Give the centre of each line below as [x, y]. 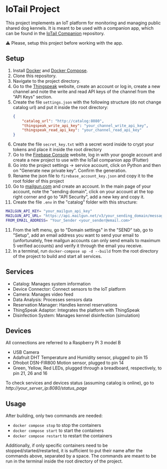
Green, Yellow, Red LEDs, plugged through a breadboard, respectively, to [87, 368]
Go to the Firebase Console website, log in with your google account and [87, 155]
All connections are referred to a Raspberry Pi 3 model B [63, 343]
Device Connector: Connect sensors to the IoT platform [69, 289]
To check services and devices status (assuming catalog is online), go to [80, 383]
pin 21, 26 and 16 [30, 373]
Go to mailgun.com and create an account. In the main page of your [82, 186]
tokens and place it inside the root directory [57, 150]
